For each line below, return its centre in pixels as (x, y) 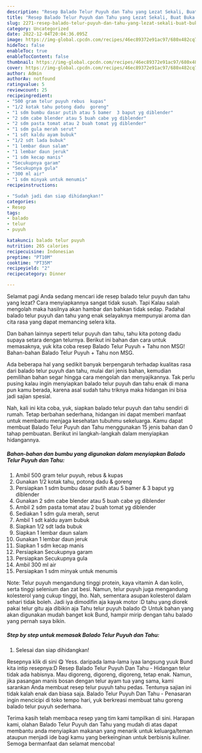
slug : (13, 23)
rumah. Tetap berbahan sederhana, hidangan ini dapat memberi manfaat (97, 414)
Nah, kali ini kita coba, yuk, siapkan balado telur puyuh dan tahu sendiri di (98, 408)
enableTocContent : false (38, 57)
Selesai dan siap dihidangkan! (52, 650)
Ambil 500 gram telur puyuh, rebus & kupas (69, 475)
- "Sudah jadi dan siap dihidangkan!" (55, 196)
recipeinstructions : (33, 185)
